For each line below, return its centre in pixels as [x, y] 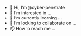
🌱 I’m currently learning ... [36, 18]
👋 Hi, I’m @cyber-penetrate [37, 8]
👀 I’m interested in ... [30, 13]
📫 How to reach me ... [32, 28]
